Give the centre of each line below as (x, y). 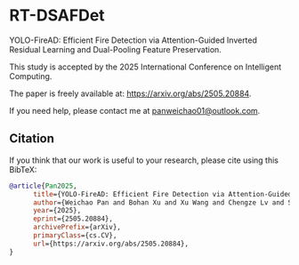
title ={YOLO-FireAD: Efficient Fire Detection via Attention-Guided (162, 194)
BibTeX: (23, 169)
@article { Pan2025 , (43, 186)
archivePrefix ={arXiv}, (77, 228)
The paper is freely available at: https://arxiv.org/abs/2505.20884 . (130, 93)
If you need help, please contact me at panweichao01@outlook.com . (135, 110)
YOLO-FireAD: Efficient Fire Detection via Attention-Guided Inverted (133, 40)
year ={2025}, (57, 211)
